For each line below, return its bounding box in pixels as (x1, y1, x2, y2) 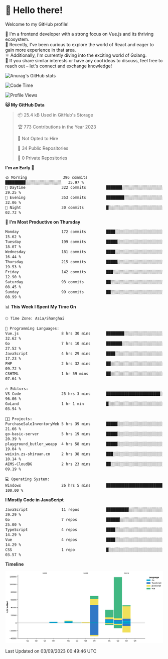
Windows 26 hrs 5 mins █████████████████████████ (5, 483, 163, 488)
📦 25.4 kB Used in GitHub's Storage (17, 112, 94, 118)
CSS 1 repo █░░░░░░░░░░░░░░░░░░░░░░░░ (5, 547, 163, 552)
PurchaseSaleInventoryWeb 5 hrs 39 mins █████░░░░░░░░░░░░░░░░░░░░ (5, 421, 163, 426)
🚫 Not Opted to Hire (17, 135, 59, 141)
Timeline (5, 561, 24, 567)
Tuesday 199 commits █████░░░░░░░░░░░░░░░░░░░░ (5, 239, 163, 244)
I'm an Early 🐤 (5, 164, 35, 170)
